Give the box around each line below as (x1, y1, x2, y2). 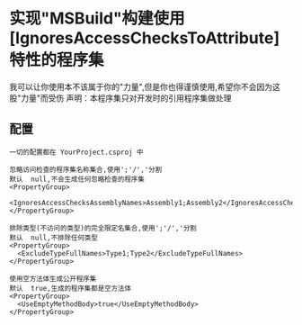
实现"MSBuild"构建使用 (9, 8, 186, 29)
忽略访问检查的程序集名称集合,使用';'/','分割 (9, 165, 163, 174)
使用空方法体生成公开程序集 (9, 274, 97, 284)
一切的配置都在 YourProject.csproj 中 (9, 148, 144, 157)
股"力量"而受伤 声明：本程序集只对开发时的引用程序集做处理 (9, 92, 232, 104)
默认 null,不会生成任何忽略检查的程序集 (9, 175, 146, 184)
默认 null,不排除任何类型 (9, 233, 99, 242)
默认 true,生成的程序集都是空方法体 (9, 284, 132, 293)
